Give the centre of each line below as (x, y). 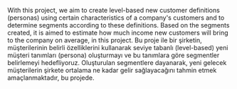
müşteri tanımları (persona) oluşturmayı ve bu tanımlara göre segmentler (114, 55)
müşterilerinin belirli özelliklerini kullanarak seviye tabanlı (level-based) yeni (118, 48)
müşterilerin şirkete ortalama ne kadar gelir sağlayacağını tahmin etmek (112, 70)
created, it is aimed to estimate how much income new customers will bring (118, 32)
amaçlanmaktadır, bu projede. (51, 78)
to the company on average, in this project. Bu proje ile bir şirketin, (105, 40)
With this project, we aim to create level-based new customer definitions (114, 10)
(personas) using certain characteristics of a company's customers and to (116, 18)
